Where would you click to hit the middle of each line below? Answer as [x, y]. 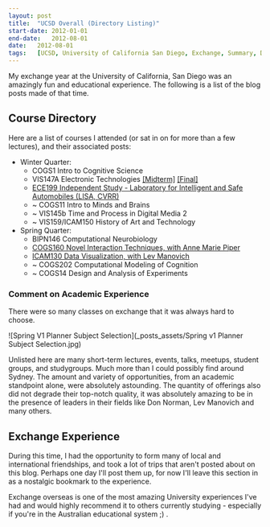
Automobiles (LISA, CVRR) [76, 196]
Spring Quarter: [46, 230]
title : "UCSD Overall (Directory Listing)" [84, 23]
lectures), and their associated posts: [70, 146]
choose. [22, 320]
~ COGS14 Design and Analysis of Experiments [110, 273]
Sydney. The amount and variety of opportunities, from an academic [121, 377]
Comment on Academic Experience [79, 294]
